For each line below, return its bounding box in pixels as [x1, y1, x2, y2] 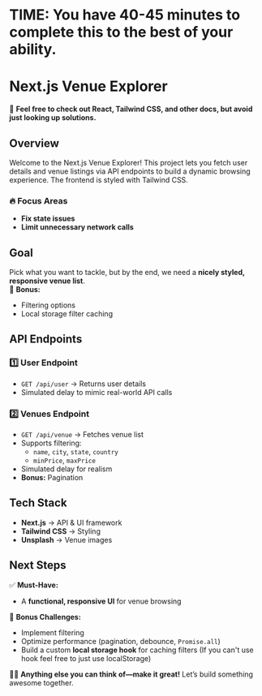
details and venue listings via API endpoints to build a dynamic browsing [9, 166, 251, 176]
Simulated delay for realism [20, 464, 113, 474]
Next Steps [9, 558, 67, 573]
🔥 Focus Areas [9, 195, 68, 206]
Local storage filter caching [20, 309, 113, 319]
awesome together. [9, 677, 74, 687]
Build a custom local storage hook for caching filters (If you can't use [20, 645, 254, 655]
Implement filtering [20, 627, 84, 638]
